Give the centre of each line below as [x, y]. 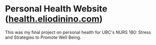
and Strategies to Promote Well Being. [43, 37]
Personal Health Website [56, 9]
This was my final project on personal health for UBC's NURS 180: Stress [78, 32]
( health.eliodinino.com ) [54, 19]
